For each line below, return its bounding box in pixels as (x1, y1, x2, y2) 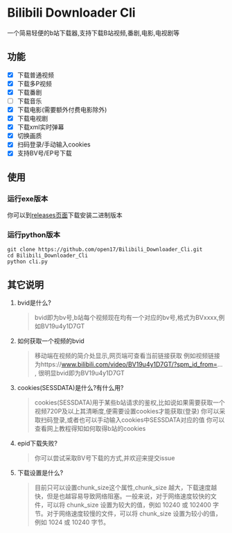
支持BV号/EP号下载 (17, 149, 73, 158)
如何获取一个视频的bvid (17, 337, 84, 345)
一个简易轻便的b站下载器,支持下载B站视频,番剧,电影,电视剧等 (7, 28, 180, 37)
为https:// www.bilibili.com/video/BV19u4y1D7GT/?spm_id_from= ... (34, 360, 223, 369)
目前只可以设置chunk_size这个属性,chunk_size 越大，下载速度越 (34, 484, 217, 492)
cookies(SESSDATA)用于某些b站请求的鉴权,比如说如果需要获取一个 (34, 398, 225, 407)
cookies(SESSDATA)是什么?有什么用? (17, 384, 124, 392)
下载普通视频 (17, 71, 54, 79)
